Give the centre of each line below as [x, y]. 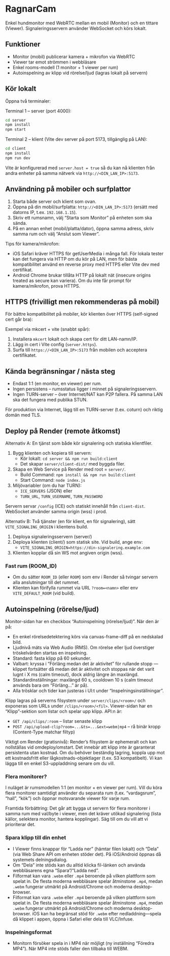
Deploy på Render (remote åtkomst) [63, 431]
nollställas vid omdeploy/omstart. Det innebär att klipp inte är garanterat [80, 747]
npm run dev [18, 158]
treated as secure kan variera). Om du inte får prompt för [72, 281]
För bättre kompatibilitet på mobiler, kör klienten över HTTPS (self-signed [82, 314]
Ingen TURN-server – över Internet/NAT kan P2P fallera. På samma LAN [88, 394]
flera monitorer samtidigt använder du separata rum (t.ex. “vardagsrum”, [81, 793]
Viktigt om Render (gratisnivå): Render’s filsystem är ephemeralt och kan [81, 742]
